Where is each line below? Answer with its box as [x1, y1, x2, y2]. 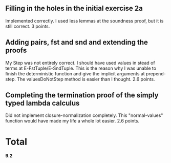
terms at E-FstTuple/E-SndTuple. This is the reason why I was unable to [5, 65, 157, 71]
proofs [5, 46, 27, 55]
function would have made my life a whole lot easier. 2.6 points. [5, 118, 140, 124]
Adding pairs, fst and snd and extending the [5, 38, 148, 47]
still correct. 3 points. [5, 23, 50, 29]
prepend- [145, 70, 166, 76]
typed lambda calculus [5, 99, 80, 108]
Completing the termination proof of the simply [5, 91, 159, 99]
